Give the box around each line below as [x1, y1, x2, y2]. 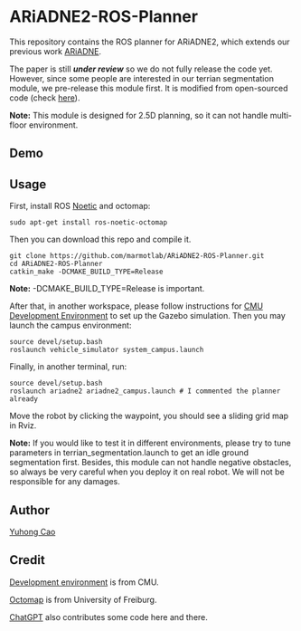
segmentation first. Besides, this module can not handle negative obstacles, [9, 457, 292, 468]
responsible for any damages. [9, 476, 120, 487]
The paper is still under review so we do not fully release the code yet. [9, 63, 273, 74]
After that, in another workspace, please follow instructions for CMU [9, 301, 264, 311]
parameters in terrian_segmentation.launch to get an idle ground [9, 447, 249, 458]
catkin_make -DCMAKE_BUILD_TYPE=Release [9, 267, 165, 277]
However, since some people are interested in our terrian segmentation [9, 72, 274, 83]
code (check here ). [9, 92, 80, 103]
